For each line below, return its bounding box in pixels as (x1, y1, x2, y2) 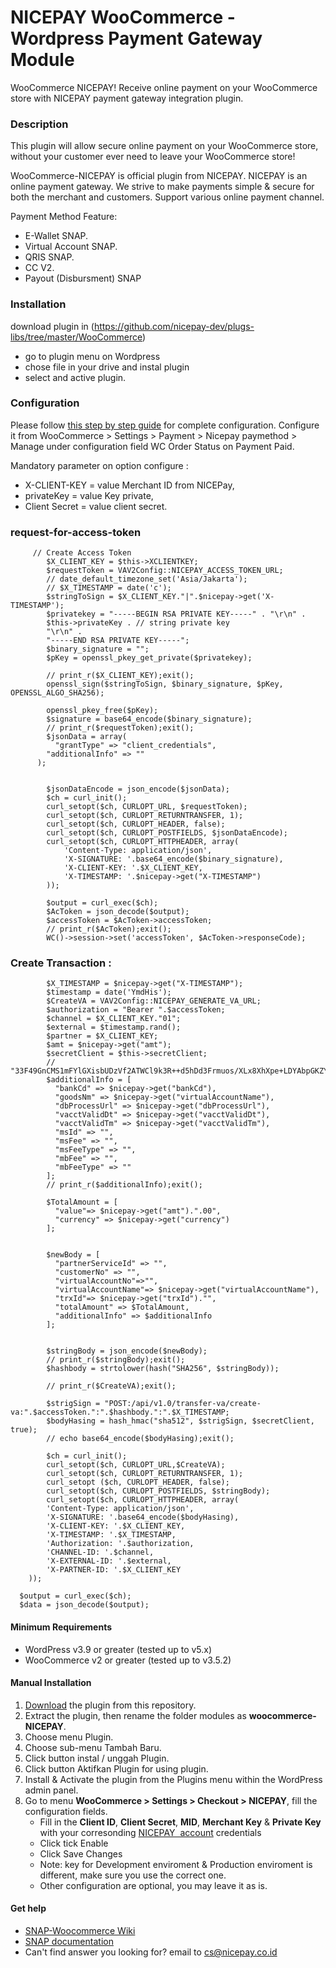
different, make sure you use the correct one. (39, 1869, 227, 1881)
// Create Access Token (32, 548, 132, 558)
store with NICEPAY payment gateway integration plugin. (10, 92, 244, 104)
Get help (10, 1902, 47, 1915)
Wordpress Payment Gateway (10, 27, 263, 50)
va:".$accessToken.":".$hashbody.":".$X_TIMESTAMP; (10, 1407, 230, 1418)
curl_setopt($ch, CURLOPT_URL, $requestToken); (46, 802, 248, 812)
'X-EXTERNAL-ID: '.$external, (46, 1556, 172, 1566)
